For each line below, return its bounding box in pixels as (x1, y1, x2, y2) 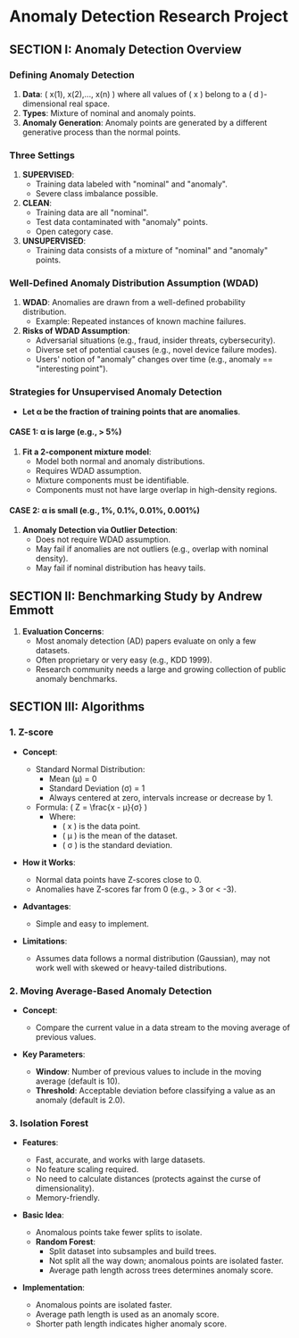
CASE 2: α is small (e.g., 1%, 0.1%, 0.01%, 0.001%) (9, 504, 201, 515)
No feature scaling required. (35, 1164, 139, 1175)
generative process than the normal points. (21, 127, 181, 137)
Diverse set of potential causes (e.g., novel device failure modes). (35, 345, 278, 355)
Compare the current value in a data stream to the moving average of (35, 1022, 290, 1033)
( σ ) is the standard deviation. (62, 839, 173, 850)
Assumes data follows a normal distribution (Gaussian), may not (35, 952, 270, 963)
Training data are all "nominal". (35, 207, 149, 218)
